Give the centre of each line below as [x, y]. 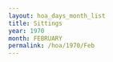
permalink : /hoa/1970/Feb [51, 46]
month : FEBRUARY [35, 38]
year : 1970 [26, 31]
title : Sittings [35, 23]
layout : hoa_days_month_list [57, 16]
